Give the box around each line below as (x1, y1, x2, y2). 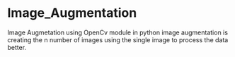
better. (7, 43, 27, 51)
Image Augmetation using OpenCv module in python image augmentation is (7, 28, 229, 37)
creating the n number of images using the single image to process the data (7, 35, 229, 44)
